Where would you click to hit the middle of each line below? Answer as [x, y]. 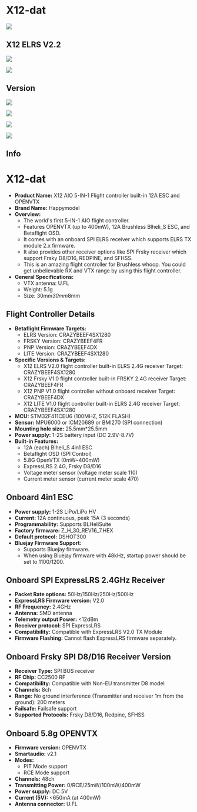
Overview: [28, 214]
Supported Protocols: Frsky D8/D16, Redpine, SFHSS [80, 715]
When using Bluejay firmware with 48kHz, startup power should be [105, 555]
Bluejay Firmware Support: [48, 543]
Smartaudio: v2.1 [36, 754]
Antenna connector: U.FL [46, 804]
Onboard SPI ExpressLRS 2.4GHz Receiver [86, 580]
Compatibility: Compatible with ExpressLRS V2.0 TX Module [89, 632]
